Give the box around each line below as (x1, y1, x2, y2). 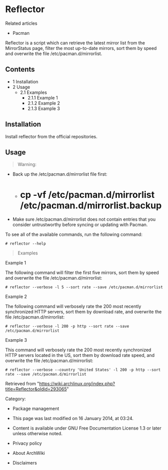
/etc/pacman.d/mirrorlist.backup (20, 199, 162, 211)
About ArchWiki (12, 450, 45, 456)
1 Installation (12, 78, 39, 84)
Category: (5, 396, 26, 402)
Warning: (17, 162, 37, 168)
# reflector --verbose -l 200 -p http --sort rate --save (5, 324, 129, 329)
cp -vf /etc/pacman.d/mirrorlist (20, 189, 155, 200)
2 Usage (12, 84, 30, 90)
